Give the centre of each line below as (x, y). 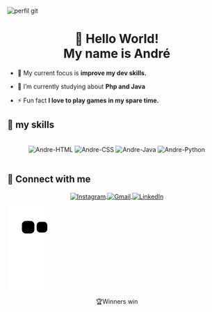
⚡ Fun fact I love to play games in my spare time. (88, 100)
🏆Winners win (117, 301)
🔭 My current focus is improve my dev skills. (82, 72)
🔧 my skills (31, 125)
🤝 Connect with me (49, 179)
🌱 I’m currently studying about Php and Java (81, 86)
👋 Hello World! (117, 39)
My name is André (117, 54)
